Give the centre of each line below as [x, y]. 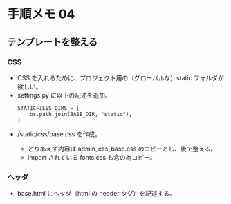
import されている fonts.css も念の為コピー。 [92, 157]
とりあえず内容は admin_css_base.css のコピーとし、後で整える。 [122, 149]
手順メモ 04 [41, 14]
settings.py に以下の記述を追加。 [64, 95]
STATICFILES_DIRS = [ [48, 108]
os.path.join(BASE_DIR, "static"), [81, 114]
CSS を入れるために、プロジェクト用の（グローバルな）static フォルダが [121, 77]
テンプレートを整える [53, 42]
